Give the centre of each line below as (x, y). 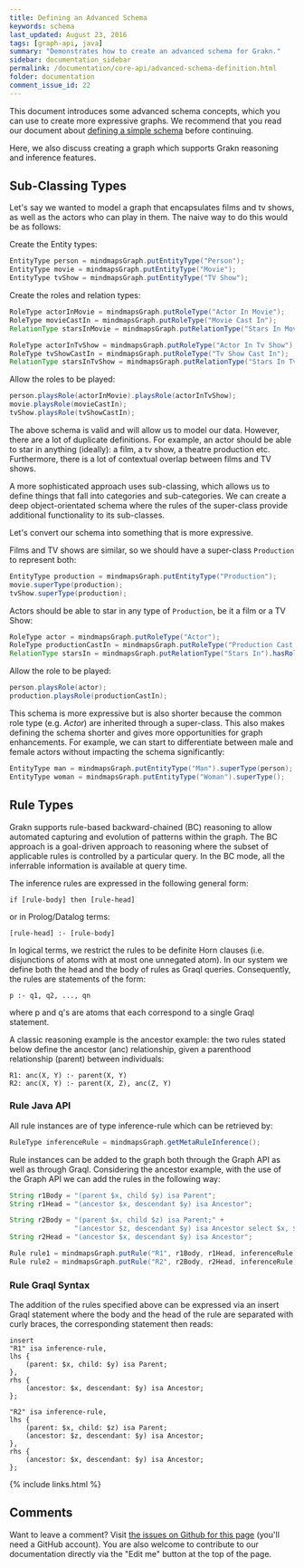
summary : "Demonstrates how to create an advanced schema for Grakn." (145, 52)
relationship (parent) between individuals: (87, 1059)
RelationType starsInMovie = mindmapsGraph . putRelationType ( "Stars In (145, 329)
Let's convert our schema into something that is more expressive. (131, 532)
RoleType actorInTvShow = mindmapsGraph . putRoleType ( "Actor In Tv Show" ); (153, 345)
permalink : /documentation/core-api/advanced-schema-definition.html (143, 69)
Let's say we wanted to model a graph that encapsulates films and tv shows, (152, 208)
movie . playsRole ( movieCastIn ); (68, 404)
